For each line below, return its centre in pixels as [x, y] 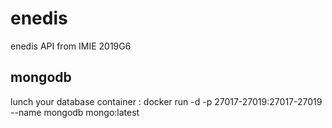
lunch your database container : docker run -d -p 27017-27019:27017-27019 [166, 101]
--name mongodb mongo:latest [75, 112]
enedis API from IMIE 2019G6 [71, 46]
